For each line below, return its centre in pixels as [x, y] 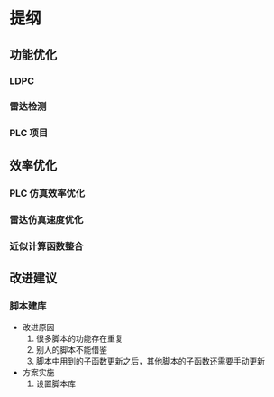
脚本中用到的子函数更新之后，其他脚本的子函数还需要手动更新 [151, 361]
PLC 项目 [29, 134]
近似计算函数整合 [46, 246]
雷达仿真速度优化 [46, 219]
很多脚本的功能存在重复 [79, 338]
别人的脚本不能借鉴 [72, 350]
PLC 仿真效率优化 [47, 193]
